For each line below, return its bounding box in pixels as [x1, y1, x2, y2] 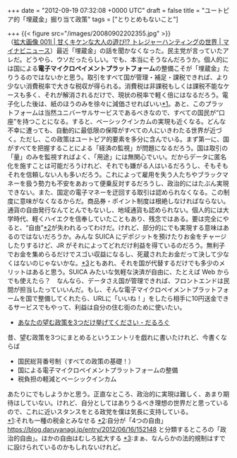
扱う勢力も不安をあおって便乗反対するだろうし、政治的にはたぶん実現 [25, 179, 229, 188]
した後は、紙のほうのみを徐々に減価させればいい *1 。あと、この [19, 100, 206, 108]
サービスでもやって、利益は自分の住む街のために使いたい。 [13, 303, 186, 311]
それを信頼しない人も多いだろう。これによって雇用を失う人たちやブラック [7, 171, 223, 178]
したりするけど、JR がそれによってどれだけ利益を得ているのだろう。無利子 [7, 241, 226, 249]
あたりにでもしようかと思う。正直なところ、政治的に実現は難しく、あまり [7, 390, 224, 398]
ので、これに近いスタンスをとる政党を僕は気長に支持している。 [7, 408, 193, 416]
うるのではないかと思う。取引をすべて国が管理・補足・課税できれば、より [13, 73, 229, 81]
